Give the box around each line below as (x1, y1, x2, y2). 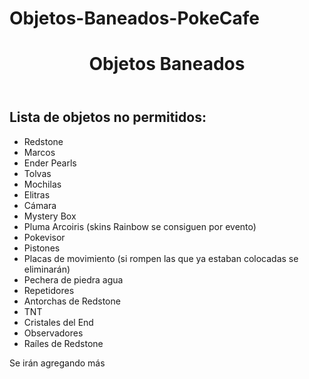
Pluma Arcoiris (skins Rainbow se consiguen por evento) (23, 220, 257, 232)
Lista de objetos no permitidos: (9, 109, 207, 126)
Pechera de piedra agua (23, 273, 124, 286)
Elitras (23, 188, 51, 201)
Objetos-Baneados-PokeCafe (9, 7, 261, 30)
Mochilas (23, 178, 62, 190)
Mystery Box (23, 210, 77, 222)
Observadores (23, 327, 84, 339)
